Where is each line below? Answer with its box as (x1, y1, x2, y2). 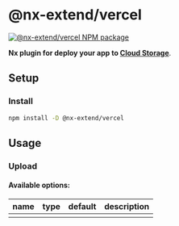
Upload (8, 160, 38, 171)
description (104, 201, 150, 212)
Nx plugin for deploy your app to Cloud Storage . (8, 48, 172, 57)
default (68, 201, 97, 212)
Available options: (8, 180, 71, 190)
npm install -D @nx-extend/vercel (8, 114, 125, 122)
